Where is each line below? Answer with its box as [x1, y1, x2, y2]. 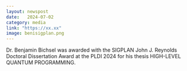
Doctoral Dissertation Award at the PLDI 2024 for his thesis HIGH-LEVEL [6, 53, 181, 60]
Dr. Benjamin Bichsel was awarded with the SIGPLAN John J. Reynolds [6, 46, 178, 53]
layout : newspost [6, 8, 49, 15]
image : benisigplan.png [6, 31, 65, 36]
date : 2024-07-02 [6, 14, 54, 20]
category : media [6, 19, 46, 25]
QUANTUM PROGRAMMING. [6, 59, 76, 66]
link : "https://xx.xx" [6, 25, 62, 31]
